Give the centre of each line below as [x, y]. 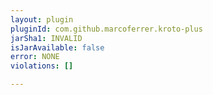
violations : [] [42, 66]
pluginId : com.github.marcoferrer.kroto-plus [106, 29]
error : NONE [35, 57]
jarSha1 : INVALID [46, 38]
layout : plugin [42, 19]
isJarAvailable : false [57, 47]
